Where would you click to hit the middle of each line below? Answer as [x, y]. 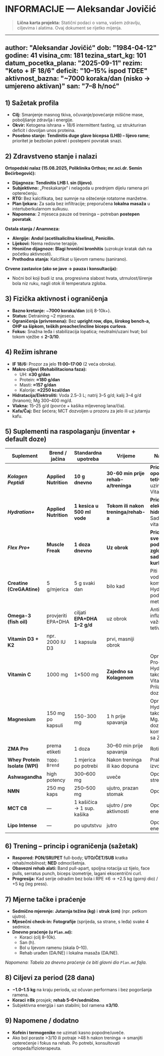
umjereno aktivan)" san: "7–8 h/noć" [62, 86]
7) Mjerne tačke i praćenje [46, 899]
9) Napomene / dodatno [42, 1021]
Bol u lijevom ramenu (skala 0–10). [54, 948]
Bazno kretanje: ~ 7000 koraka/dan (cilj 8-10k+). [61, 311]
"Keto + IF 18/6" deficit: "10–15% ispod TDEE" [76, 71]
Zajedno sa [120, 672]
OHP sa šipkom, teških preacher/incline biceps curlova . [70, 326]
